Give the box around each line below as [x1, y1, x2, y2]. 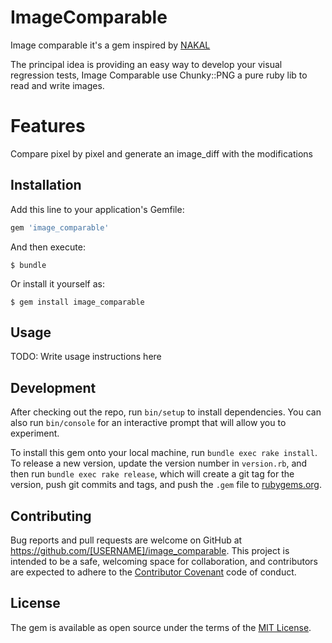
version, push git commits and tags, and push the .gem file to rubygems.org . [10, 479, 323, 491]
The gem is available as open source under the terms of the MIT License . [10, 621, 312, 633]
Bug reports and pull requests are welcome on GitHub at [10, 534, 243, 546]
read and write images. [10, 79, 105, 91]
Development [10, 379, 97, 396]
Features [10, 115, 86, 138]
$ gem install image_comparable [10, 297, 145, 307]
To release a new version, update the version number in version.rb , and [10, 457, 308, 470]
